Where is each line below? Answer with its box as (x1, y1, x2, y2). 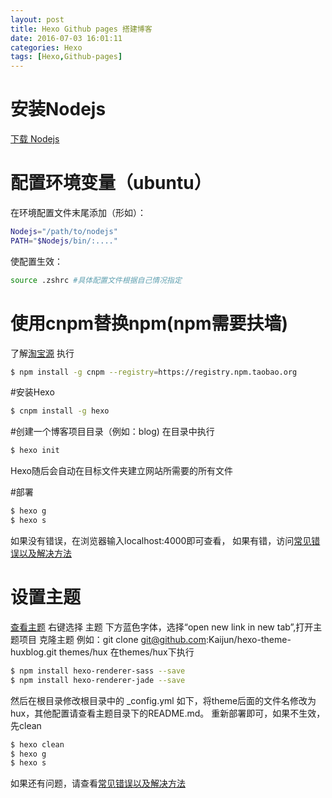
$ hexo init (10, 446, 60, 456)
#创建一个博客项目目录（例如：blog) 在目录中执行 (10, 426, 215, 438)
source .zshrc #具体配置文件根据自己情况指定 (10, 275, 182, 285)
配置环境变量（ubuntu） (10, 172, 212, 195)
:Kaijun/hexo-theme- (205, 633, 292, 645)
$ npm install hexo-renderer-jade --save (10, 675, 186, 685)
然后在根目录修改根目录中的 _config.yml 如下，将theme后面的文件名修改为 (10, 694, 317, 706)
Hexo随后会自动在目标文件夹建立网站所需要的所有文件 (10, 465, 233, 477)
